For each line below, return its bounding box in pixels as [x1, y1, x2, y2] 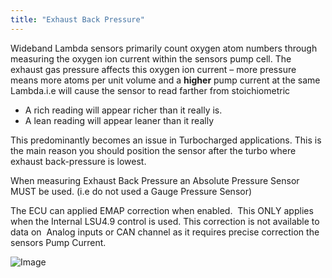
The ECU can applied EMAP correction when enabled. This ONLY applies [10, 204, 314, 216]
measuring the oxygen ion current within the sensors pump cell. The [10, 52, 292, 65]
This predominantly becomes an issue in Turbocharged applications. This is [10, 134, 322, 146]
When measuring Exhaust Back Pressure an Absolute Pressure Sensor [10, 174, 300, 186]
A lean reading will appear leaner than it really [24, 114, 214, 126]
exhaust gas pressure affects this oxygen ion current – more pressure [10, 63, 297, 75]
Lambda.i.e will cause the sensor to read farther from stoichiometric [10, 84, 291, 96]
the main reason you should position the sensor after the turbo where [10, 144, 297, 156]
